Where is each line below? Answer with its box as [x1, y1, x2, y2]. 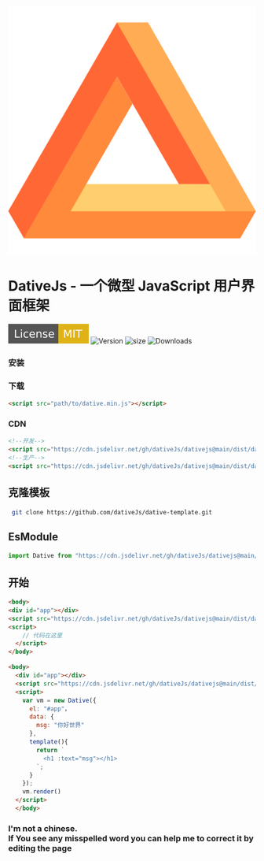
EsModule [8, 530, 59, 544]
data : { [28, 713, 55, 721]
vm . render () [22, 788, 61, 796]
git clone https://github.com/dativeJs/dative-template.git [11, 508, 213, 516]
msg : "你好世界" [36, 722, 85, 729]
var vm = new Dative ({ [22, 696, 97, 704]
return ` [36, 746, 65, 754]
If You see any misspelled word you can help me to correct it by [8, 833, 254, 844]
